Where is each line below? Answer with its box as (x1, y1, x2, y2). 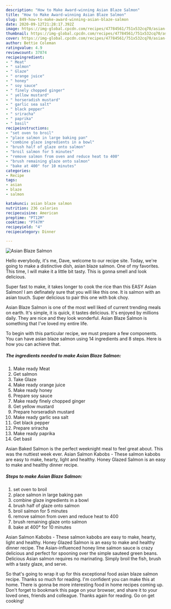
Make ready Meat (13, 366, 50, 372)
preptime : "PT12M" (6, 215, 45, 220)
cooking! (6, 598, 24, 604)
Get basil (13, 436, 32, 442)
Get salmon (13, 371, 38, 377)
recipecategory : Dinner (6, 229, 56, 234)
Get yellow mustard (13, 403, 54, 409)
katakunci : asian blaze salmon (6, 201, 72, 206)
